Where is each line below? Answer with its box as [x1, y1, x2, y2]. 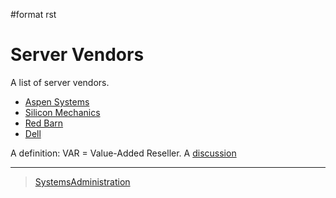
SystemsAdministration [34, 175, 131, 188]
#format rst [10, 9, 57, 20]
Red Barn [24, 117, 64, 129]
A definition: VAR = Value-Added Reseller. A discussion [10, 147, 237, 159]
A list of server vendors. [10, 76, 110, 88]
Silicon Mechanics [24, 106, 101, 118]
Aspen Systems [24, 95, 90, 108]
